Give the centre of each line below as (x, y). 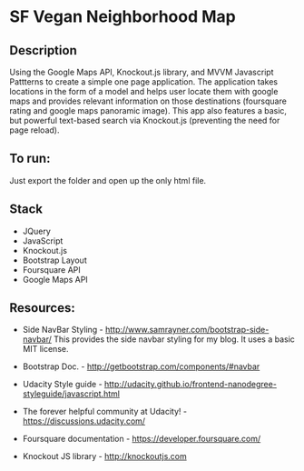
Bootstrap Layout (55, 260)
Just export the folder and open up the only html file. (108, 180)
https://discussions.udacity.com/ (84, 421)
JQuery (37, 231)
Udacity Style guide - (62, 385)
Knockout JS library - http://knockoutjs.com (105, 456)
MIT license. (45, 349)
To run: (30, 159)
